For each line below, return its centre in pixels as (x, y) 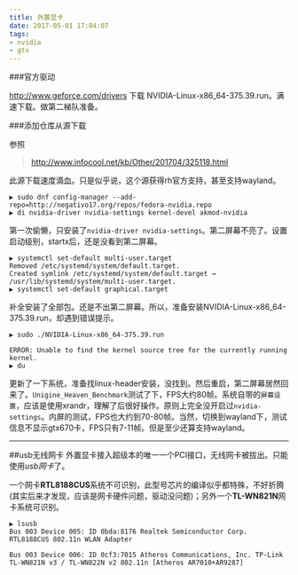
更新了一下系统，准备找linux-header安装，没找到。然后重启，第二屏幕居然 (145, 383)
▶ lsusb (24, 524)
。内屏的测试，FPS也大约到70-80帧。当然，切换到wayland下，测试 (165, 417)
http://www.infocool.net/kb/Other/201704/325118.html (129, 162)
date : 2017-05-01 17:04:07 (59, 26)
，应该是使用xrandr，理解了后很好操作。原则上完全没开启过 (125, 406)
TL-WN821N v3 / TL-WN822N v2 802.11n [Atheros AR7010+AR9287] (126, 563)
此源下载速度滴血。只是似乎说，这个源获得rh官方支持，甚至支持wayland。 (145, 181)
